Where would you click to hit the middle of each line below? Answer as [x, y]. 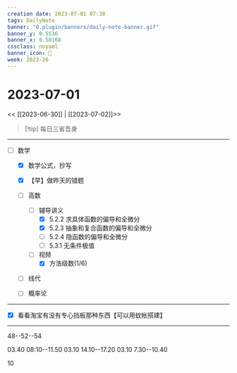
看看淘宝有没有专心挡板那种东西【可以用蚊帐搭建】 [92, 315]
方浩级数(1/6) [68, 263]
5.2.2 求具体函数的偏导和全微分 [95, 219]
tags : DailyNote [31, 20]
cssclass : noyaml [33, 47]
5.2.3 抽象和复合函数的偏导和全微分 [101, 228]
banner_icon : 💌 [30, 54]
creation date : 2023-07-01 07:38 [56, 14]
